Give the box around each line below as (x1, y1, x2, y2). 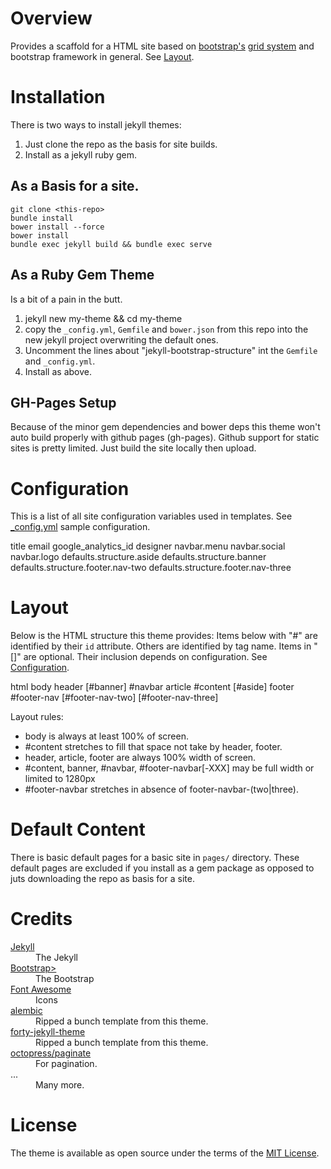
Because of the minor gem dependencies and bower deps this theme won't (10, 421, 321, 433)
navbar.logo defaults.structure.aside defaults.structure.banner (10, 551, 267, 563)
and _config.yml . (24, 355, 96, 367)
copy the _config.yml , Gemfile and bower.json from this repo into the (24, 323, 309, 335)
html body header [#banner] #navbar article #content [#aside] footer (10, 681, 295, 693)
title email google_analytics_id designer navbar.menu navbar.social (10, 540, 286, 552)
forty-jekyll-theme (10, 1026, 86, 1038)
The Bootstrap (35, 973, 95, 985)
